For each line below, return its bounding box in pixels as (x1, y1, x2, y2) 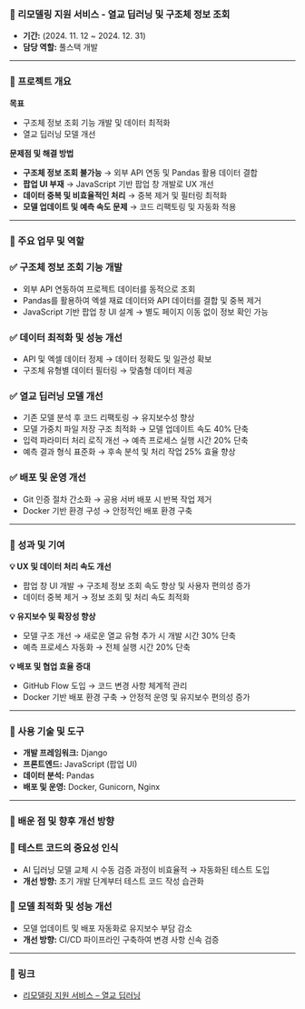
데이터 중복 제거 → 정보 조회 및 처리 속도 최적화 (22, 592, 191, 602)
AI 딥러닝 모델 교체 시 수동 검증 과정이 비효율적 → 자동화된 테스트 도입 (22, 864, 271, 874)
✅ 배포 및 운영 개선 (9, 471, 86, 484)
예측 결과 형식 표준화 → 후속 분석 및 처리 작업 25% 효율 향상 (22, 446, 236, 457)
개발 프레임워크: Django (22, 747, 108, 758)
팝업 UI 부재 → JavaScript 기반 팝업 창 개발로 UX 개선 (22, 178, 215, 189)
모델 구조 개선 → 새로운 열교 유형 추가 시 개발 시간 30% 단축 (22, 630, 236, 641)
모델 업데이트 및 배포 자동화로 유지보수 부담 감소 (22, 923, 192, 934)
